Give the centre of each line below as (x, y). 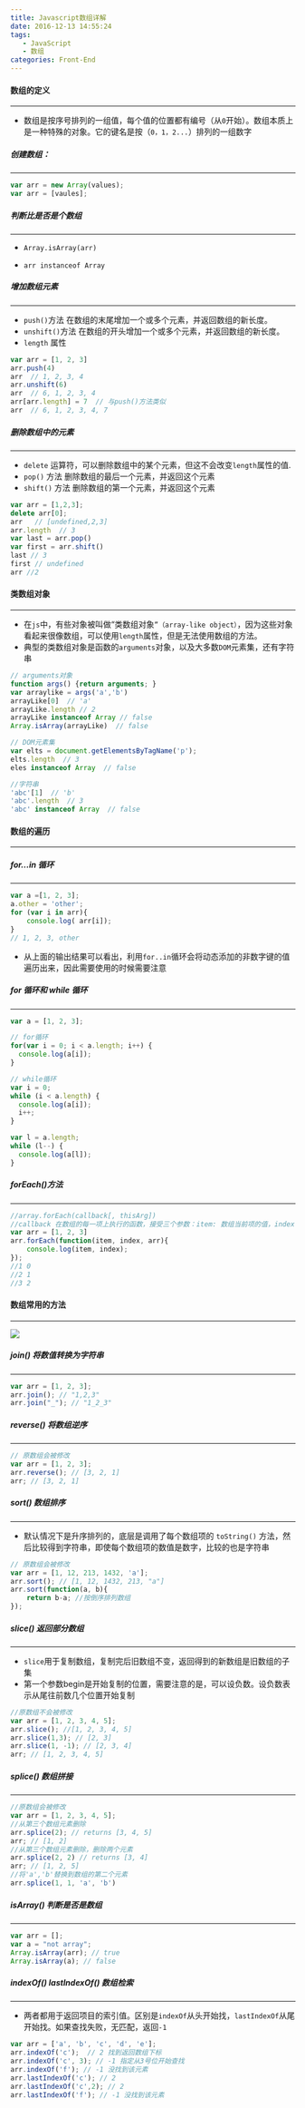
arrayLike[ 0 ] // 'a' (51, 701)
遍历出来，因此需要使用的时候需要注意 (95, 968)
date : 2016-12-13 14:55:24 (61, 26)
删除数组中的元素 (42, 432)
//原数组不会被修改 (42, 1712)
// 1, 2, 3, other (45, 938)
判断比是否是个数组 (46, 215)
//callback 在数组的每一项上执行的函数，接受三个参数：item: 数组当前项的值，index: (155, 1224)
